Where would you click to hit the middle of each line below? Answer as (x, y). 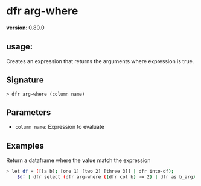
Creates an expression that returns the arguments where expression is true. (100, 61)
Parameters (29, 112)
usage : (20, 47)
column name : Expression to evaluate (59, 127)
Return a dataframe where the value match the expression (78, 160)
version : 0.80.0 (25, 28)
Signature (25, 80)
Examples (25, 146)
